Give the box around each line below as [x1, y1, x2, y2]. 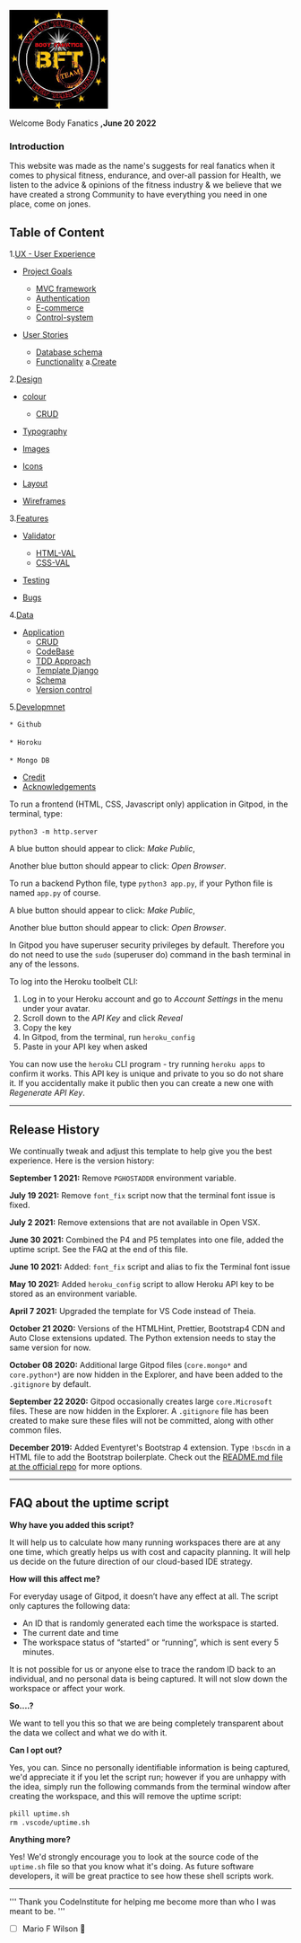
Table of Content [9, 225, 105, 240]
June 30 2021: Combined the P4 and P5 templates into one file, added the [9, 1234, 284, 1245]
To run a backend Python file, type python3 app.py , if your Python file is [9, 878, 273, 889]
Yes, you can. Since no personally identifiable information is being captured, [9, 1762, 291, 1772]
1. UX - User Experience [9, 249, 96, 260]
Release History [9, 1122, 100, 1137]
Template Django [35, 666, 99, 676]
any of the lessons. [9, 958, 80, 970]
